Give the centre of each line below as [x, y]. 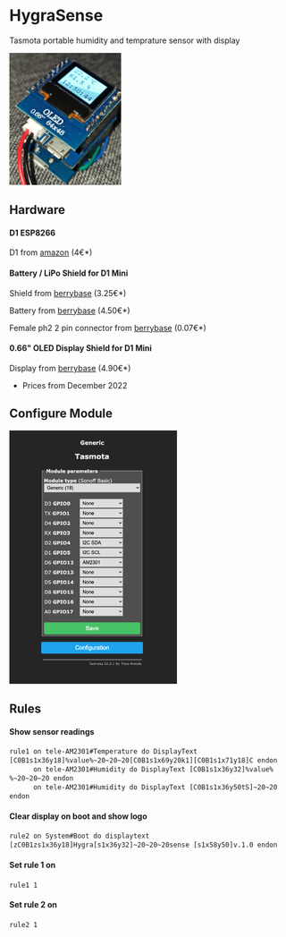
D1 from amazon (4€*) [51, 252]
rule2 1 [24, 924]
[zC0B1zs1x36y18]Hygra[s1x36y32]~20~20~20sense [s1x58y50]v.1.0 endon [143, 845]
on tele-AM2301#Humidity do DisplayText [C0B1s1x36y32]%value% [153, 770]
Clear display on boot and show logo [78, 816]
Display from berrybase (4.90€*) [70, 368]
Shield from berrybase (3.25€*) [68, 293]
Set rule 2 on [34, 905]
